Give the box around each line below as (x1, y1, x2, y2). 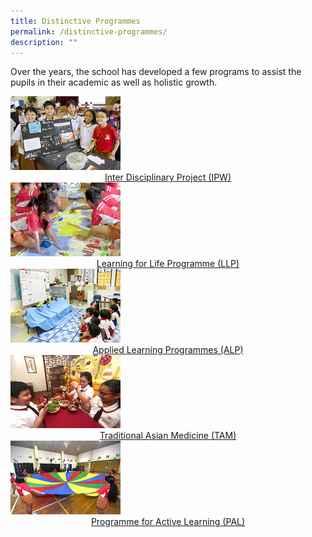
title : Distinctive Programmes (10, 16, 141, 26)
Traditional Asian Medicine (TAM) (99, 430, 237, 442)
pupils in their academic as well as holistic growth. (10, 76, 218, 89)
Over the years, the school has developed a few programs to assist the (10, 66, 302, 78)
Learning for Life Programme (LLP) (96, 257, 240, 269)
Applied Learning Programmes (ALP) (92, 343, 244, 355)
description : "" (10, 37, 78, 47)
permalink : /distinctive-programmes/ (10, 26, 168, 37)
